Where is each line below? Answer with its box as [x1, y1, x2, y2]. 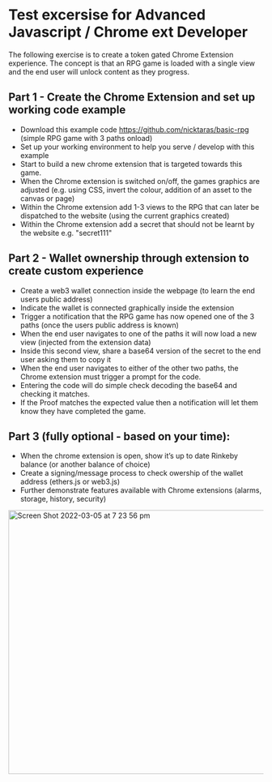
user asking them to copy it [19, 354, 112, 364]
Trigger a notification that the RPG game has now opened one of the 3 [19, 311, 255, 321]
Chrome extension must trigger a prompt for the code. [19, 371, 202, 382]
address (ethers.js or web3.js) [19, 476, 121, 487]
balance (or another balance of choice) [19, 459, 151, 469]
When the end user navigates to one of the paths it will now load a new [19, 328, 257, 338]
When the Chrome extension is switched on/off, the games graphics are [19, 176, 261, 186]
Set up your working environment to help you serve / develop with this [19, 142, 255, 152]
